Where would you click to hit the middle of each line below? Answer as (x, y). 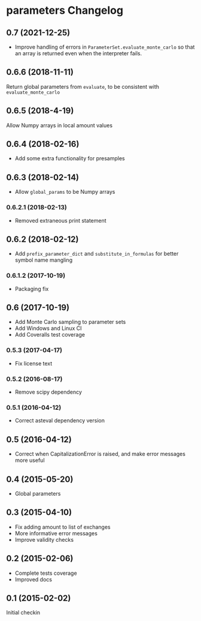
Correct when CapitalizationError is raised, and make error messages (100, 454)
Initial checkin (23, 613)
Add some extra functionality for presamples (70, 158)
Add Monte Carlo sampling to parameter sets (70, 322)
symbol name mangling (44, 260)
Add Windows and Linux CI (48, 328)
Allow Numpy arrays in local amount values (59, 125)
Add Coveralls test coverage (50, 335)
